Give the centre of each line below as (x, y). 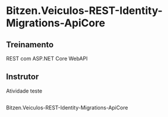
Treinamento (30, 45)
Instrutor (23, 77)
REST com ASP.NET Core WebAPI (47, 58)
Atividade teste (24, 91)
